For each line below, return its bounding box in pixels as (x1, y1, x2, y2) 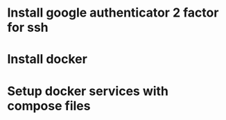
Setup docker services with (7, 83, 168, 98)
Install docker (7, 51, 88, 67)
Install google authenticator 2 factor (7, 5, 219, 21)
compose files (7, 98, 91, 114)
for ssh (7, 19, 49, 35)
